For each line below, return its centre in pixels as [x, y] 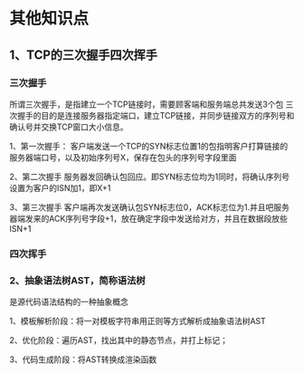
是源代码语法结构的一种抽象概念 [69, 302]
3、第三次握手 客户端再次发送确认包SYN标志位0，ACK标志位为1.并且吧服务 [149, 207]
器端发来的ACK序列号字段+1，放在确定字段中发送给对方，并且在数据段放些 [148, 218]
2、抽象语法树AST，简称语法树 [78, 280]
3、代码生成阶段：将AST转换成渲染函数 [83, 359]
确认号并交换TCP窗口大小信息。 [69, 127]
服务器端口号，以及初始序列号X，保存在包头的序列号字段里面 [123, 157]
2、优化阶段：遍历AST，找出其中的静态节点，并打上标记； [119, 340]
